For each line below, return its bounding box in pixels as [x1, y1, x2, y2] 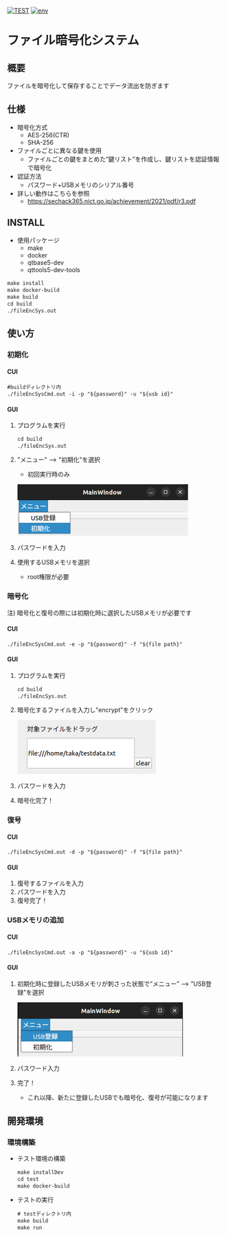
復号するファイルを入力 [16, 879, 84, 887]
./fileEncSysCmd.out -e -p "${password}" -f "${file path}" [7, 641, 183, 648]
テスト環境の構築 [16, 1155, 66, 1163]
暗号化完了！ [16, 797, 54, 805]
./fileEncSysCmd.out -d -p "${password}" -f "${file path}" [7, 849, 183, 856]
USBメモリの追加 [7, 916, 64, 925]
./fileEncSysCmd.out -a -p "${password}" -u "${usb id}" [7, 949, 174, 956]
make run [16, 1225, 43, 1232]
